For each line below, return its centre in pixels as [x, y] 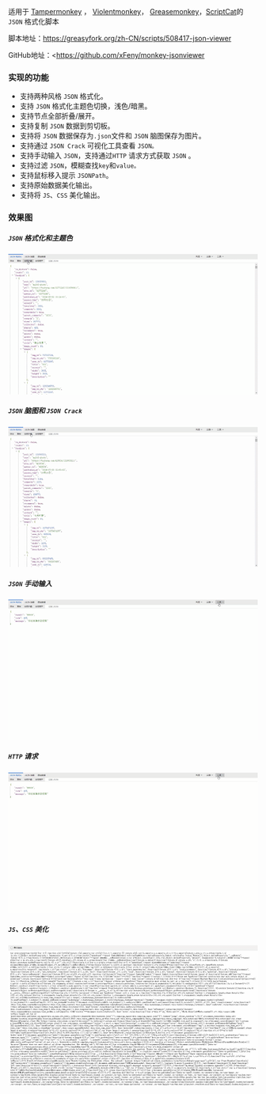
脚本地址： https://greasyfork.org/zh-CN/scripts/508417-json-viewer [120, 38]
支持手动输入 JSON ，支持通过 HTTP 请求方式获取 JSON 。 [107, 156]
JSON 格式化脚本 [34, 21]
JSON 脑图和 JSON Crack [45, 411]
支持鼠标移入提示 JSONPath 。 [66, 176]
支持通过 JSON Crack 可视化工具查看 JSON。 [89, 146]
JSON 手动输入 [30, 583]
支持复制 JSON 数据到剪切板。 [67, 126]
